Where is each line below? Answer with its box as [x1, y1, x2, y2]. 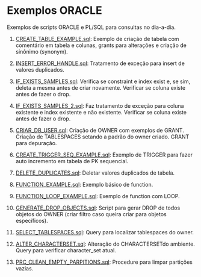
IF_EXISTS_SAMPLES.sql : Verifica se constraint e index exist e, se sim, [15, 78, 191, 85]
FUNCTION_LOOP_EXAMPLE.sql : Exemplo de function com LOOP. [15, 192, 180, 199]
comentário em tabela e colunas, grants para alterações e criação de [15, 42, 187, 49]
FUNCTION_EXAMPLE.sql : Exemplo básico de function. [15, 181, 153, 188]
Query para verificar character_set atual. [15, 246, 116, 254]
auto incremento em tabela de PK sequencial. [15, 157, 129, 164]
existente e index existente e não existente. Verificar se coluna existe [15, 108, 187, 116]
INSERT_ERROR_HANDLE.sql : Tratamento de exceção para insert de [15, 60, 185, 67]
